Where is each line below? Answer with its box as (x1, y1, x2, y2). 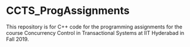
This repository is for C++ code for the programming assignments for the (6, 23, 183, 30)
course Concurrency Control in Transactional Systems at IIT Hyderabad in (6, 29, 185, 36)
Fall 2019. (6, 35, 29, 42)
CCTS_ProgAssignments (6, 4, 130, 17)
